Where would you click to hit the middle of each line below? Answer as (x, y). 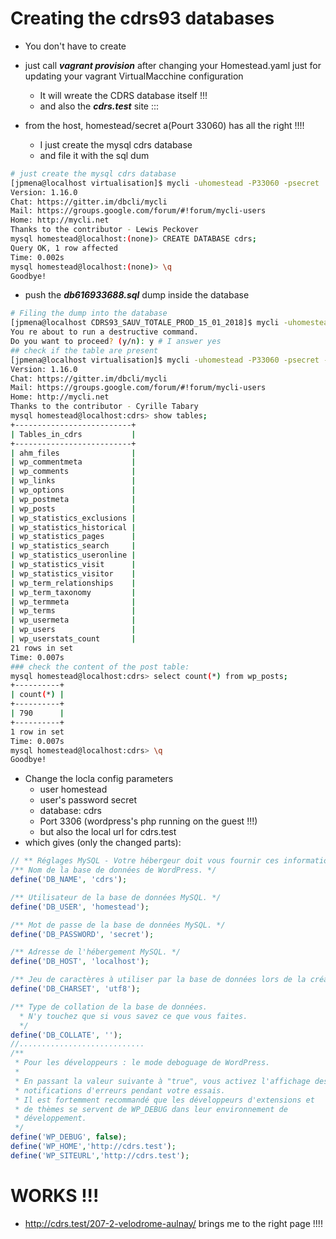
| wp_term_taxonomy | (73, 592)
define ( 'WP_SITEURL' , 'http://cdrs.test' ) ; (100, 1155)
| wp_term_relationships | (73, 583)
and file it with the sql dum (94, 155)
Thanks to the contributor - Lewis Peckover (104, 230)
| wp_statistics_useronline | (73, 555)
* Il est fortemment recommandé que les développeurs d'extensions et (164, 1100)
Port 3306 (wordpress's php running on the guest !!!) (148, 821)
